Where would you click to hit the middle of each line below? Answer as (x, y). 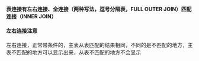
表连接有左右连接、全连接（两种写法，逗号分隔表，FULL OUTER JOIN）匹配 (99, 9)
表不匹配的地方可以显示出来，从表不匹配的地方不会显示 (73, 52)
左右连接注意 (22, 31)
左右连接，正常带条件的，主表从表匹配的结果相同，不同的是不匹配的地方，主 (99, 45)
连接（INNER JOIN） (31, 16)
